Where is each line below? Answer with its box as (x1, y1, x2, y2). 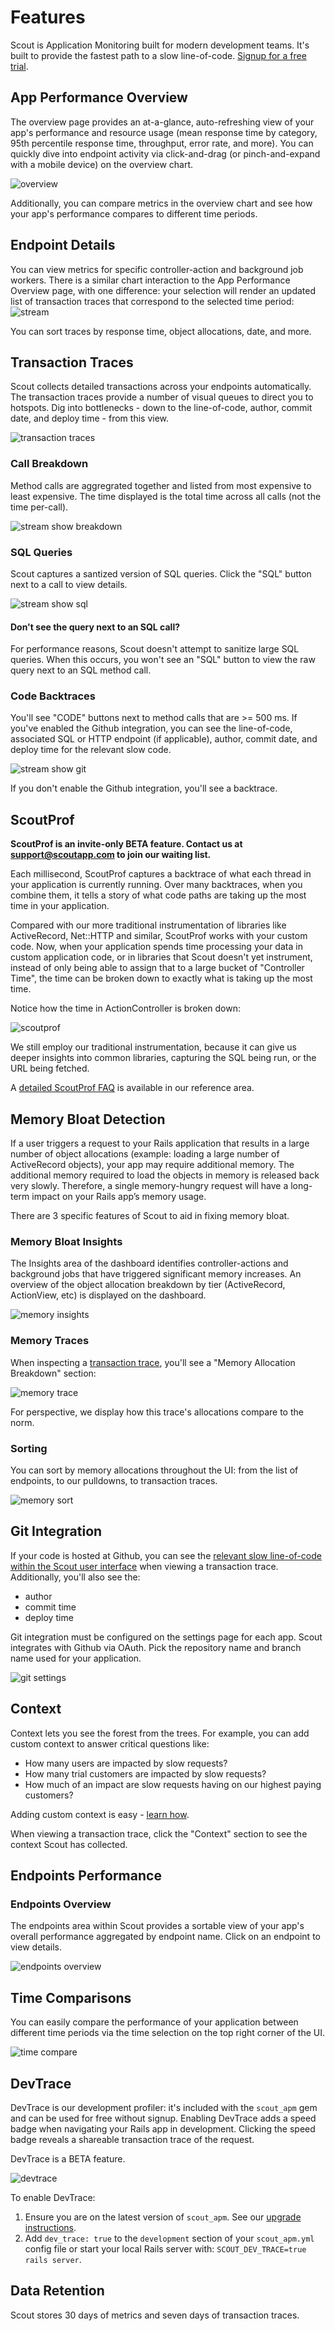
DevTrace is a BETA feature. (10, 2152, 126, 2165)
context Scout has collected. (10, 1838, 128, 1850)
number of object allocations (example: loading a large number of (10, 1148, 280, 1160)
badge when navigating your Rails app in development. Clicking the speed (10, 2122, 316, 2135)
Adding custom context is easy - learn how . (10, 1808, 190, 1820)
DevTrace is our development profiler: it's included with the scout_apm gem (10, 2101, 318, 2113)
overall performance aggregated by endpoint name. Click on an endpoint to (10, 1931, 321, 1943)
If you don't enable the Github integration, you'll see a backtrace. (10, 782, 278, 795)
